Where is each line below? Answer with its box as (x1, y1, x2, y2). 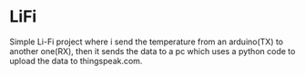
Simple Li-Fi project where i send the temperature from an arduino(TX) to (9, 36, 284, 47)
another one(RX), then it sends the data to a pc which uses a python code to (9, 45, 296, 56)
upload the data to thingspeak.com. (9, 55, 143, 66)
